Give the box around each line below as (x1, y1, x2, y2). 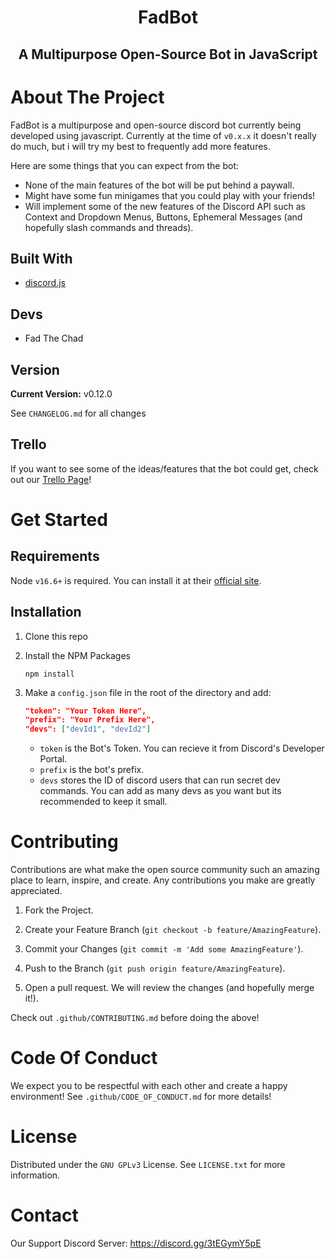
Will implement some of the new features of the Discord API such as (24, 200, 306, 212)
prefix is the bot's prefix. (39, 764, 145, 776)
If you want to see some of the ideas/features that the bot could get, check (10, 462, 319, 475)
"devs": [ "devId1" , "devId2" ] (24, 724, 152, 735)
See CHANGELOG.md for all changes (10, 407, 147, 419)
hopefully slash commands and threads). (24, 221, 194, 233)
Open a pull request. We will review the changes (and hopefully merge (24, 982, 315, 994)
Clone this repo (24, 630, 88, 642)
